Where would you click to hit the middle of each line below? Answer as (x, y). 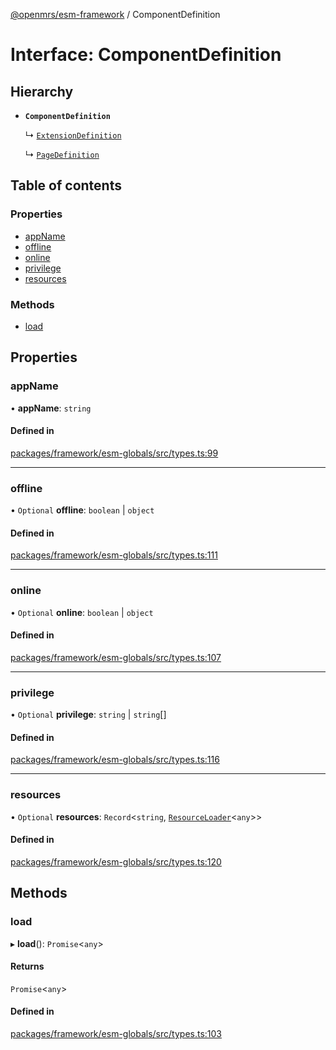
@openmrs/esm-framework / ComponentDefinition (115, 14)
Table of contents (66, 185)
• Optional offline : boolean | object (82, 510)
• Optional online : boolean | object (82, 612)
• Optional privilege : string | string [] (88, 715)
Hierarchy (42, 91)
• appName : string (51, 408)
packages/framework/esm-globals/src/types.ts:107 (116, 657)
